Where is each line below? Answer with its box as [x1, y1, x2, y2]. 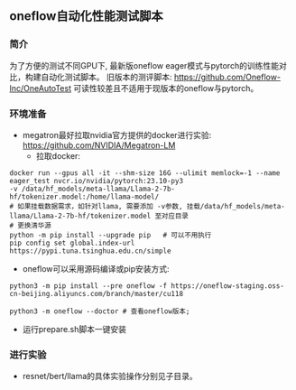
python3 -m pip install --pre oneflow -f [9, 281, 168, 291]
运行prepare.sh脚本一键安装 [22, 323, 127, 334]
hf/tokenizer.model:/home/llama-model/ [9, 192, 160, 201]
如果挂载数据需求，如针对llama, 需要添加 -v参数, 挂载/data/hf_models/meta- [17, 201, 286, 210]
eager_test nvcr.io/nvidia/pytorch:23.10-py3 [9, 176, 183, 185]
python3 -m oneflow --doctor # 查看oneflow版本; [9, 306, 190, 316]
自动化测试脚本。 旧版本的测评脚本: [40, 71, 172, 82]
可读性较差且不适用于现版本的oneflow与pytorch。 [73, 82, 259, 93]
